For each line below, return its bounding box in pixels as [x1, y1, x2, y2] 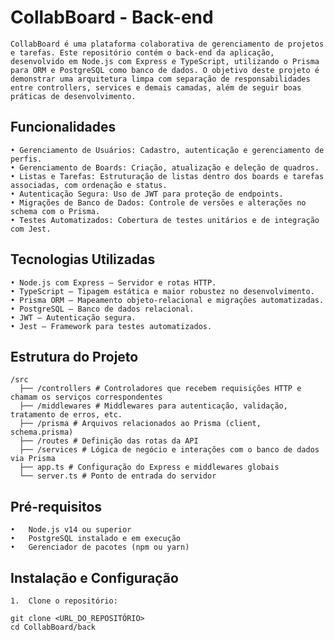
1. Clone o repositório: [10, 596, 118, 606]
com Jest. [10, 224, 52, 234]
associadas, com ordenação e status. [10, 180, 168, 190]
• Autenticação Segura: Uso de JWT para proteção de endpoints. [10, 189, 284, 199]
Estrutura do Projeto [10, 348, 139, 365]
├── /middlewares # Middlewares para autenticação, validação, [19, 401, 288, 411]
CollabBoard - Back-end [10, 6, 214, 29]
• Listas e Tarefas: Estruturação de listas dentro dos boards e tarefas [10, 171, 325, 181]
